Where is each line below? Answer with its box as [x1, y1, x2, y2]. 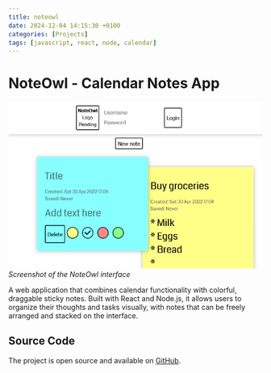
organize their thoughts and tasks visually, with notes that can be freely [8, 302, 246, 312]
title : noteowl [8, 13, 60, 21]
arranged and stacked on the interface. [8, 311, 139, 321]
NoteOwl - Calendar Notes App [8, 74, 220, 93]
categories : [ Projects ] [8, 30, 89, 38]
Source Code [8, 334, 75, 348]
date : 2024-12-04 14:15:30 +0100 [8, 21, 121, 30]
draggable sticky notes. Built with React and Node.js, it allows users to [8, 293, 242, 303]
